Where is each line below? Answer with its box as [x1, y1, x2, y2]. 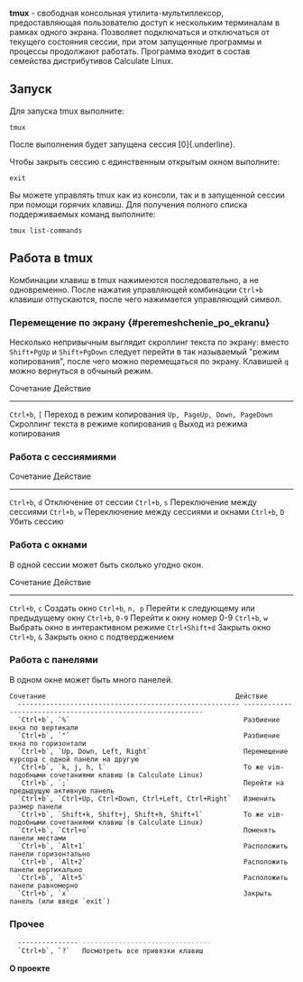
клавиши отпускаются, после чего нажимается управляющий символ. [9, 293, 282, 305]
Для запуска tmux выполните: [9, 106, 124, 116]
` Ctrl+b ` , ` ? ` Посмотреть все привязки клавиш [17, 946, 204, 955]
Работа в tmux [9, 251, 93, 266]
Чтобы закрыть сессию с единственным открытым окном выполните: [9, 156, 280, 167]
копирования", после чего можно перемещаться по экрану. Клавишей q [9, 355, 289, 366]
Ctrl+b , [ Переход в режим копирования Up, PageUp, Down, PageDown [9, 408, 273, 419]
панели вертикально [9, 865, 83, 874]
